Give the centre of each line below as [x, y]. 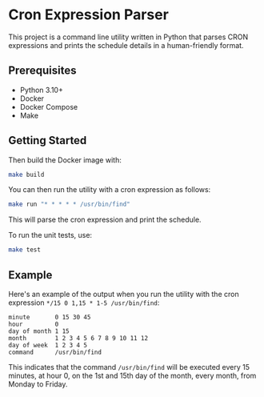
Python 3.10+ [42, 90]
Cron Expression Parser [89, 15]
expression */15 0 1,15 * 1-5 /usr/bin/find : [84, 303]
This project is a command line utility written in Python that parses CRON [128, 37]
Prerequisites [42, 71]
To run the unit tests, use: [50, 235]
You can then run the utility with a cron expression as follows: [110, 190]
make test [25, 250]
